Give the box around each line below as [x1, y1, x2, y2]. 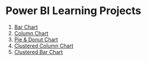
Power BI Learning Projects [5, 4, 142, 18]
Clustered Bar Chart [14, 48, 63, 55]
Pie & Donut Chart [14, 36, 59, 43]
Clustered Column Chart [14, 42, 73, 49]
